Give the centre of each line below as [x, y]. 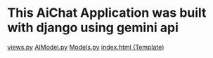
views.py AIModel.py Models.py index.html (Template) [86, 47]
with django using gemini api [93, 28]
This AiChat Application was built [107, 13]
